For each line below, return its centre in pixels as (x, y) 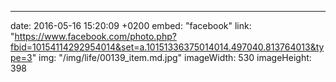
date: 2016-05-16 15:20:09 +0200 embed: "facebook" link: (131, 25)
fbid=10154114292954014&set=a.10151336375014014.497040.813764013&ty (167, 47)
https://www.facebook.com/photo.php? (95, 36)
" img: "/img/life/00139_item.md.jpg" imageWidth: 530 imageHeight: (171, 57)
